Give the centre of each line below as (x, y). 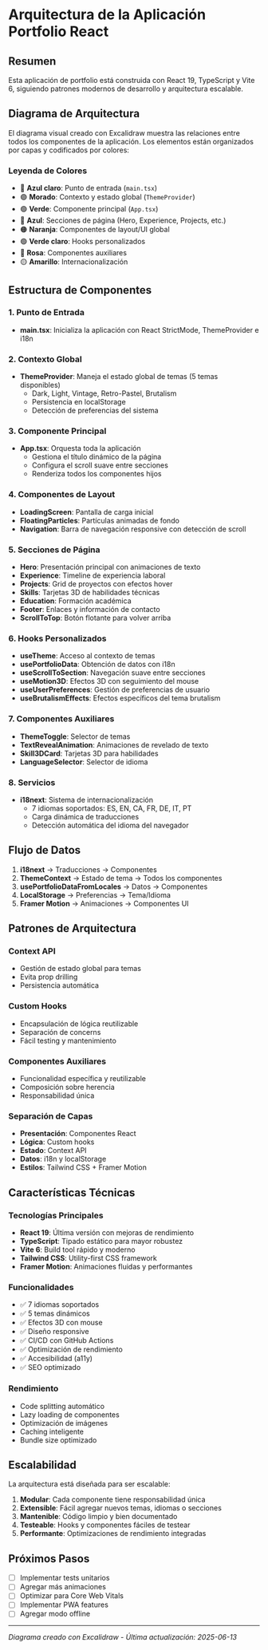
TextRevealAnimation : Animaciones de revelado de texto (114, 744)
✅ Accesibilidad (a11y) (56, 1359)
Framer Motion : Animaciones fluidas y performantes (106, 1266)
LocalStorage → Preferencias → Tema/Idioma (95, 894)
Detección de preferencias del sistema (95, 411)
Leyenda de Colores (48, 171)
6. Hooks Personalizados (57, 638)
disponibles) (40, 385)
